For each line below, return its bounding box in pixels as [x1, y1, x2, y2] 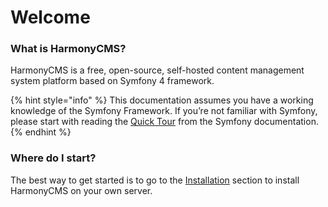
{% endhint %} [10, 126, 72, 138]
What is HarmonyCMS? [10, 42, 127, 56]
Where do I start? [10, 151, 97, 165]
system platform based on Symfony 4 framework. [10, 75, 215, 87]
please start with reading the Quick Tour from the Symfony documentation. [10, 116, 319, 128]
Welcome [10, 6, 91, 29]
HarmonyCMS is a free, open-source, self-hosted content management [10, 64, 305, 76]
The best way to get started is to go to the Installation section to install [10, 174, 300, 186]
